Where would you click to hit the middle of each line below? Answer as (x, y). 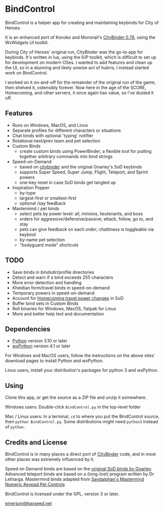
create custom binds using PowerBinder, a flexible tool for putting (85, 151)
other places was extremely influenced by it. (50, 459)
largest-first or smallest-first (48, 198)
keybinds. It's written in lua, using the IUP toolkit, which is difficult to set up (81, 57)
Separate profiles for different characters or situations (67, 130)
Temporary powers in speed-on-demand (53, 293)
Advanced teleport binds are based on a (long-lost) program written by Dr (80, 474)
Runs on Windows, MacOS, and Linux (50, 125)
